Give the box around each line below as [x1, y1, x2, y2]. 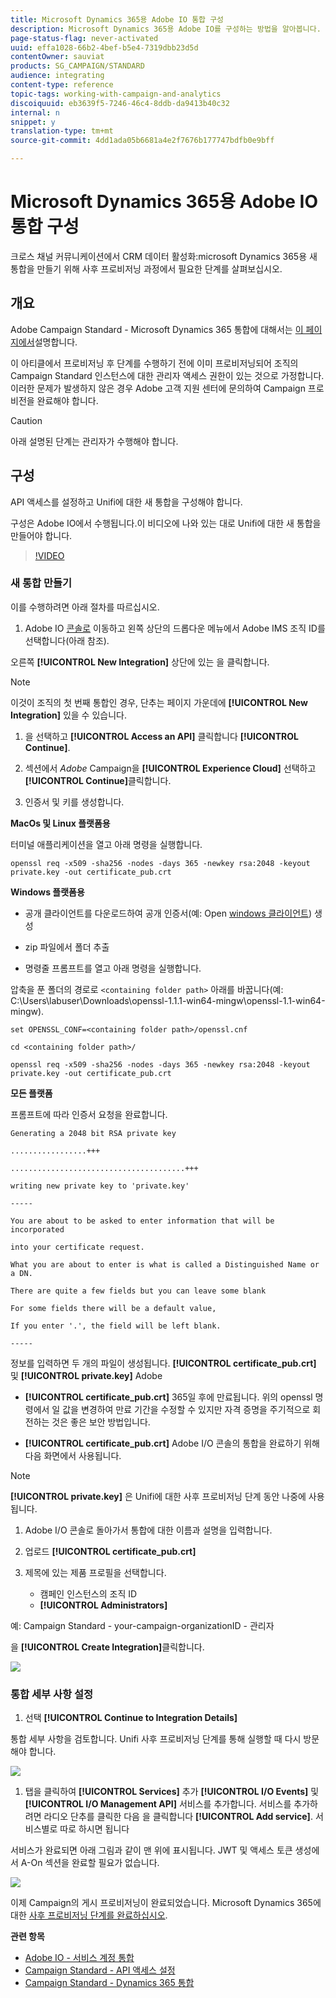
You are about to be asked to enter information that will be [10, 1216, 275, 1226]
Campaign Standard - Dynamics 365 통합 [24, 1977, 195, 1989]
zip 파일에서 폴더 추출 [24, 941, 110, 953]
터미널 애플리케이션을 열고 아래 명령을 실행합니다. [10, 838, 203, 850]
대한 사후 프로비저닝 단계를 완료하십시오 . [10, 1909, 168, 1921]
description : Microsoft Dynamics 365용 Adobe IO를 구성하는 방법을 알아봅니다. [10, 24, 322, 34]
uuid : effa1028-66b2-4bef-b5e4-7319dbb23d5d [10, 42, 199, 53]
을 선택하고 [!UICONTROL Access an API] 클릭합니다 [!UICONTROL [24, 730, 299, 742]
